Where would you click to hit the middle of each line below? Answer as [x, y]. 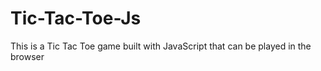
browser [27, 56]
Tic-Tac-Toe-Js [76, 18]
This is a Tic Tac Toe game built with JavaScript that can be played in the [161, 46]
